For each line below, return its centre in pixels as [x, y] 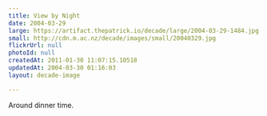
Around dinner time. [41, 105]
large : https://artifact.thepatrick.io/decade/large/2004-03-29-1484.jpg [134, 30]
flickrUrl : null [35, 46]
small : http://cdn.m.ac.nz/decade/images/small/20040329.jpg [112, 38]
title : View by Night [44, 16]
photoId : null [32, 53]
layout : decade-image [44, 75]
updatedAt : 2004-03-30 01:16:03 [62, 68]
